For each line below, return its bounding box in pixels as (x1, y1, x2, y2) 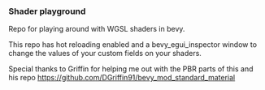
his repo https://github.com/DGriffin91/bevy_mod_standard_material (8, 73, 236, 83)
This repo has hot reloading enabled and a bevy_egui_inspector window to (8, 40, 258, 49)
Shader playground (8, 6, 86, 17)
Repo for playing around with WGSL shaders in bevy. (8, 24, 185, 34)
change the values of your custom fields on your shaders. (8, 49, 202, 58)
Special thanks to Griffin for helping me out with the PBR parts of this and (8, 64, 254, 74)
